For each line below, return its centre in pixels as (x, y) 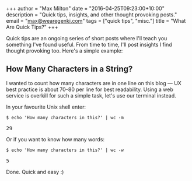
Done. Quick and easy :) (35, 172)
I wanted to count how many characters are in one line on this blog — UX (94, 83)
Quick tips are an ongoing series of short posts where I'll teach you (87, 38)
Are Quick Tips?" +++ (32, 27)
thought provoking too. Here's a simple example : (64, 51)
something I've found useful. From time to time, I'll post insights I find (89, 44)
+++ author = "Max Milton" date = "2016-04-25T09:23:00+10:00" (85, 8)
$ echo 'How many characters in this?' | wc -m (65, 117)
